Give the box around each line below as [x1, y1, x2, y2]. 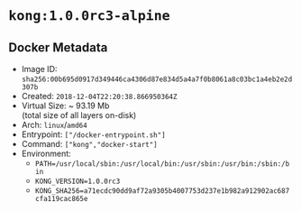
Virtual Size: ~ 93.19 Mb [21, 100, 110, 111]
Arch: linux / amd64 [21, 120, 87, 130]
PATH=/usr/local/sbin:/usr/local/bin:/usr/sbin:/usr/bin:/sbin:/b [34, 160, 290, 169]
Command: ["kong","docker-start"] [21, 139, 159, 149]
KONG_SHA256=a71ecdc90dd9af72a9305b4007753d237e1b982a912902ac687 [34, 187, 290, 196]
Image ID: [21, 64, 58, 74]
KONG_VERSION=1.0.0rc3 [34, 177, 121, 186]
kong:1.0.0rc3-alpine [8, 7, 170, 24]
